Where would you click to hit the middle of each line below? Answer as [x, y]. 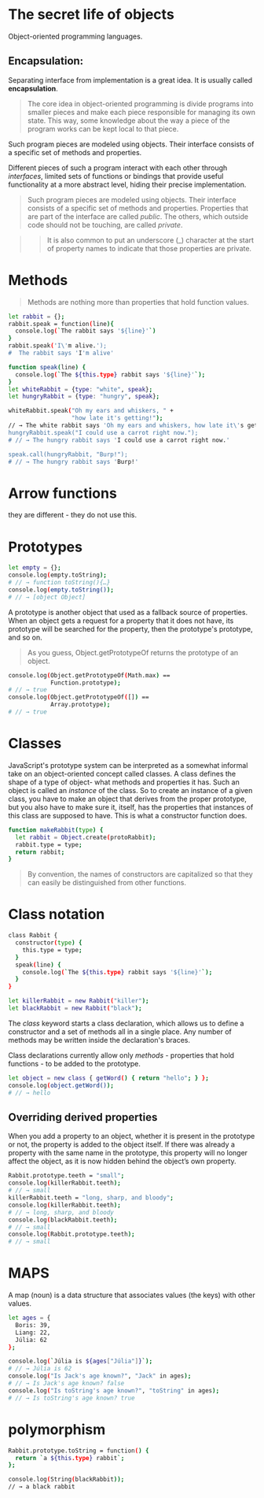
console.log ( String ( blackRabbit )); [66, 1479]
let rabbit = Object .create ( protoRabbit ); [86, 837]
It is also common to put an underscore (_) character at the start [150, 240]
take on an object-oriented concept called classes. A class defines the [122, 773]
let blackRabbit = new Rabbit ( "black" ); [75, 1009]
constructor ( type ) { [49, 943]
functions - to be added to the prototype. [75, 1063]
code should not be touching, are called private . [105, 224]
